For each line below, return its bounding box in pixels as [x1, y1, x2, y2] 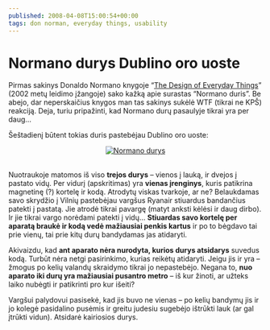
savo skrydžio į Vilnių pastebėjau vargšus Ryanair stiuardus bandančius [8, 196, 246, 205]
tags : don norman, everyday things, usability [8, 19, 168, 27]
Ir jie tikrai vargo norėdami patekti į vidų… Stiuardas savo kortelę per [8, 212, 238, 222]
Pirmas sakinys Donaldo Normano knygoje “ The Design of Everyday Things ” [8, 80, 262, 90]
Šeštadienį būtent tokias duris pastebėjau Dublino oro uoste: [8, 130, 209, 140]
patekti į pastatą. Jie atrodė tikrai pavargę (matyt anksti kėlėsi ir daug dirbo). [8, 204, 262, 214]
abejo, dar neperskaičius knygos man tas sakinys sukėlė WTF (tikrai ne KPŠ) [8, 97, 262, 107]
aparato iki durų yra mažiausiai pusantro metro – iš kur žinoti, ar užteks [8, 271, 248, 281]
